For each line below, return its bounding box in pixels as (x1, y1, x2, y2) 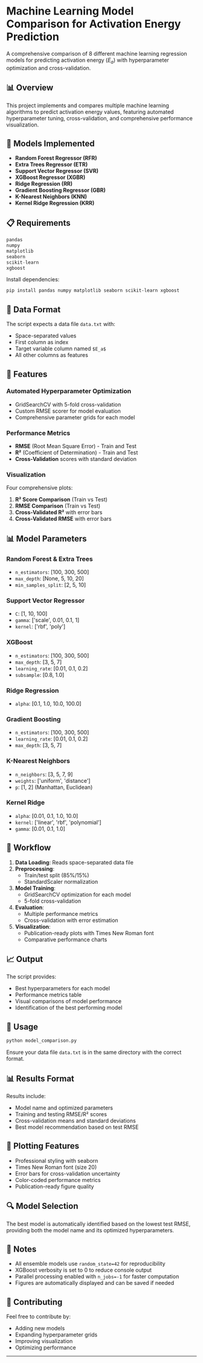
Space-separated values (14, 332, 77, 339)
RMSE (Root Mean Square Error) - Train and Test (14, 443, 137, 450)
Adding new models (14, 1325, 65, 1332)
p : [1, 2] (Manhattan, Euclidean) (14, 783, 93, 791)
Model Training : (14, 884, 56, 892)
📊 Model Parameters (6, 534, 87, 544)
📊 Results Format (6, 1073, 74, 1084)
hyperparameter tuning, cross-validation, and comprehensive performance (6, 114, 193, 122)
